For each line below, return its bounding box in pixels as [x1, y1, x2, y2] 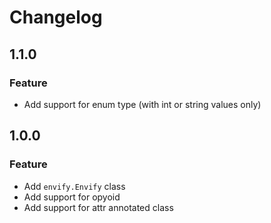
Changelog [9, 6, 103, 29]
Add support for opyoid [23, 191, 121, 203]
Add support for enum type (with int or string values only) [23, 98, 262, 110]
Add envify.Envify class [23, 180, 126, 192]
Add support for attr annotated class [23, 201, 174, 213]
